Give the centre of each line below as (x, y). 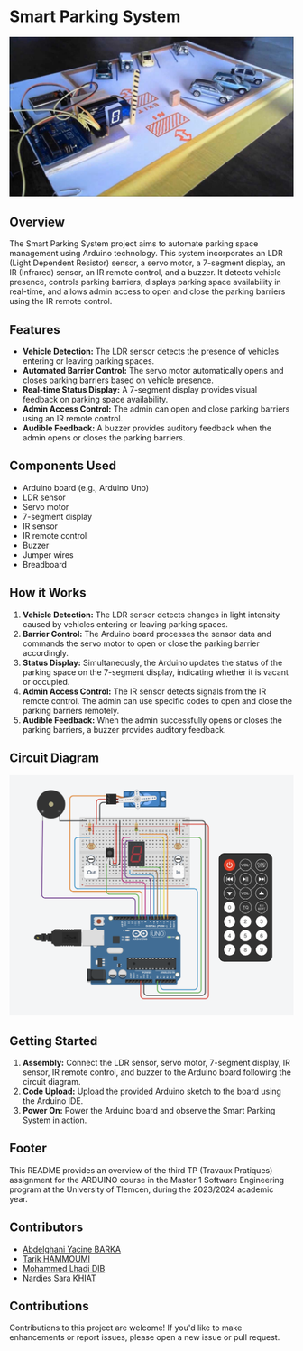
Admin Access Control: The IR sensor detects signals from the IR (144, 691)
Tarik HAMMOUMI (56, 1258)
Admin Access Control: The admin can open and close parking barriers (156, 409)
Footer (28, 1148)
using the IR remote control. (61, 301)
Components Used (63, 466)
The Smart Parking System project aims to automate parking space (134, 244)
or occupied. (46, 681)
